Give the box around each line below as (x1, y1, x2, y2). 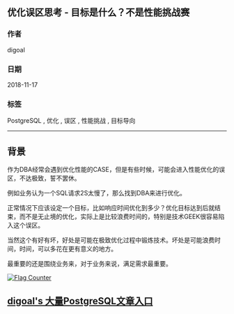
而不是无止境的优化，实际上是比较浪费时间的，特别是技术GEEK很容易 (19, 212, 219, 221)
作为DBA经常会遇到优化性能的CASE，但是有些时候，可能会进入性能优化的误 (7, 165, 225, 174)
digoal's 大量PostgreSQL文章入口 (7, 295, 153, 307)
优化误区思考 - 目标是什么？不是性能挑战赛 (7, 6, 190, 19)
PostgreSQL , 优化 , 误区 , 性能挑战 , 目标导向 (7, 117, 136, 125)
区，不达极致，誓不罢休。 (7, 174, 81, 183)
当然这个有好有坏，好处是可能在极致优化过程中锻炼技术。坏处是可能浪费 (7, 236, 214, 244)
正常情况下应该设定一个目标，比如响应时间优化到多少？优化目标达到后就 (7, 204, 214, 212)
